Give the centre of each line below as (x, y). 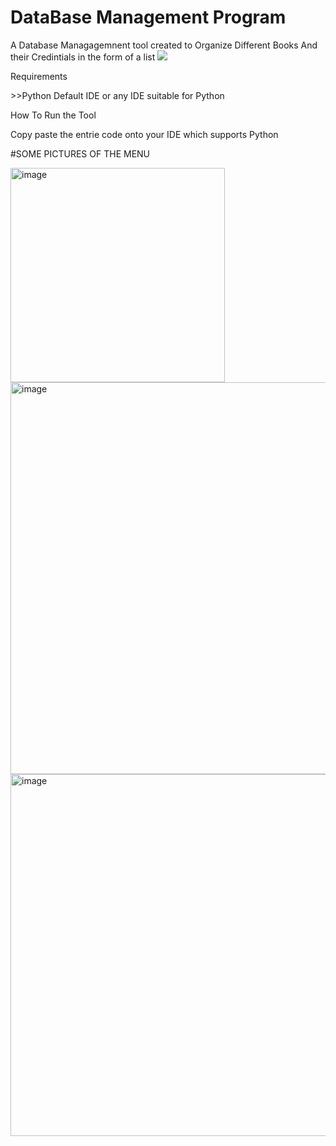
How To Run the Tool (53, 115)
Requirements (39, 76)
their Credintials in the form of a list (83, 57)
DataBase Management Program (148, 17)
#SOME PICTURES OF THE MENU (80, 153)
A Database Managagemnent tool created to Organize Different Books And (164, 45)
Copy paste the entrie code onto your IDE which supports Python (144, 134)
